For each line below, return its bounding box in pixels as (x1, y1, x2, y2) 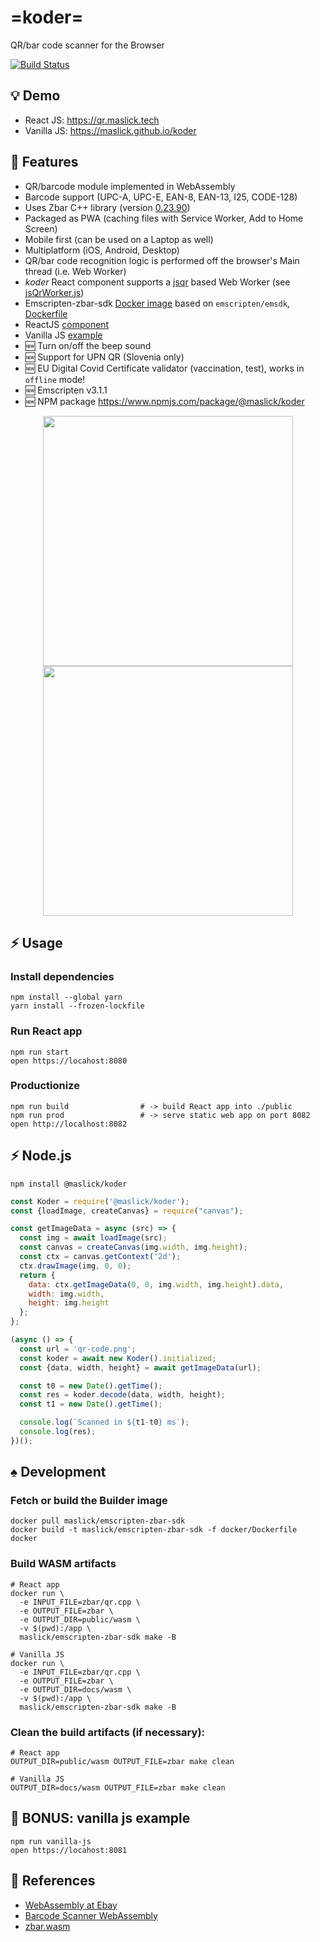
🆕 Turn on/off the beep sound (24, 339, 152, 351)
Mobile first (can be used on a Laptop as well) (24, 233, 214, 245)
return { (19, 1270, 56, 1280)
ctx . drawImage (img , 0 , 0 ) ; (19, 1261, 132, 1271)
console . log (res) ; (19, 1427, 97, 1437)
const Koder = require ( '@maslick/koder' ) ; (10, 1196, 190, 1206)
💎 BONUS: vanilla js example (10, 1810, 191, 1827)
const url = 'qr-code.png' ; (19, 1344, 137, 1354)
